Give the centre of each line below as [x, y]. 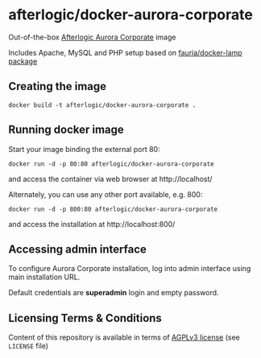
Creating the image [58, 86]
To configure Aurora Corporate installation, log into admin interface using [130, 269]
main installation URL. [44, 277]
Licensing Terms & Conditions [85, 318]
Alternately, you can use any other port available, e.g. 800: [106, 194]
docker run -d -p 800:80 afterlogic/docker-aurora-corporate [113, 209]
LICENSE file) [29, 346]
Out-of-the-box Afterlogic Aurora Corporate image [92, 37]
